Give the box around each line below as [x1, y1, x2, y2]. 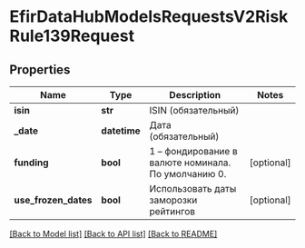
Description [169, 89, 221, 101]
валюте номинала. [149, 156, 231, 169]
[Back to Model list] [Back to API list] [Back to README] [9, 229, 218, 239]
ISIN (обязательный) [149, 104, 240, 116]
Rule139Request [9, 25, 134, 46]
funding [14, 156, 49, 169]
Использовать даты [149, 183, 237, 194]
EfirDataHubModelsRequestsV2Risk [9, 6, 289, 27]
